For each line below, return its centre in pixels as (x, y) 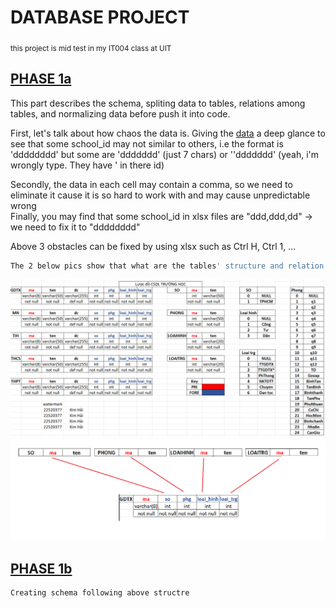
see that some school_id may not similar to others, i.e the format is (147, 143)
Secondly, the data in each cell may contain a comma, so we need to (151, 184)
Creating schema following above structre (100, 593)
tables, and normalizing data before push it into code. (120, 113)
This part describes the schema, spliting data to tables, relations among (158, 103)
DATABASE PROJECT (100, 17)
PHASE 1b (41, 568)
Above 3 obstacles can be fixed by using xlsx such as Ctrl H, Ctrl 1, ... (153, 246)
